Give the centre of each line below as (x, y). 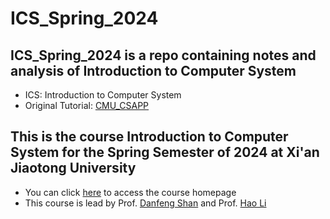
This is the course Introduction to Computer (149, 137)
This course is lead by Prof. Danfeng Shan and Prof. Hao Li (145, 203)
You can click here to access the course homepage (130, 192)
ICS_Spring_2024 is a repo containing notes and (163, 55)
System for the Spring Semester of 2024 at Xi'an (165, 152)
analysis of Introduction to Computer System (153, 70)
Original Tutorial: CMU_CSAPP (87, 105)
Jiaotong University (73, 168)
